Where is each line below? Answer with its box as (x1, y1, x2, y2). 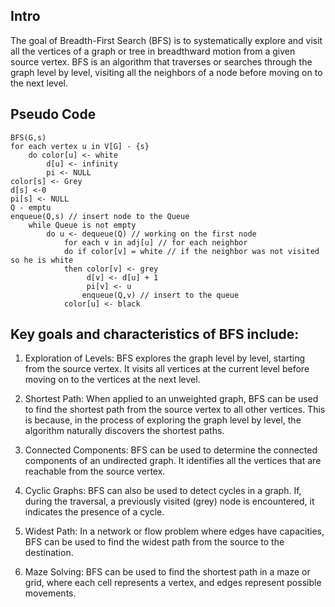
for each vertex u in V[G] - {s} (10, 141, 150, 151)
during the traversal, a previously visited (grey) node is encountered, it (24, 495, 315, 508)
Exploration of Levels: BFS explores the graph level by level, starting (24, 352, 306, 364)
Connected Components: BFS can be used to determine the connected (24, 444, 318, 456)
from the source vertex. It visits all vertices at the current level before (24, 363, 310, 375)
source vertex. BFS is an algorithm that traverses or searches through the (10, 55, 313, 68)
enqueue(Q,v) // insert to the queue (81, 290, 240, 300)
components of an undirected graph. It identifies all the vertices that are (24, 455, 322, 467)
